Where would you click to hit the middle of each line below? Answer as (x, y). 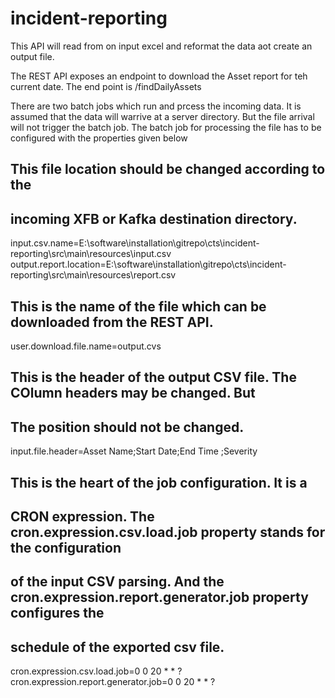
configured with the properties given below (99, 138)
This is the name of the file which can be (138, 306)
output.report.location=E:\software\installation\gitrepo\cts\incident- (148, 264)
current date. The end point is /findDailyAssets (106, 86)
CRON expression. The (82, 516)
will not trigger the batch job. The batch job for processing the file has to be (166, 127)
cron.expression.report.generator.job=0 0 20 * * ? (113, 682)
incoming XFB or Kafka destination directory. (154, 218)
